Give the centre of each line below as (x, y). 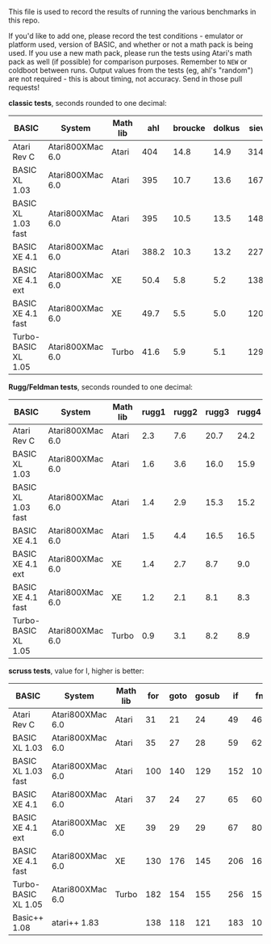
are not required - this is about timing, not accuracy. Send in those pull (125, 79)
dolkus (227, 128)
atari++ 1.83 (75, 923)
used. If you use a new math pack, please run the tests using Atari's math (130, 53)
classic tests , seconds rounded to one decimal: (88, 103)
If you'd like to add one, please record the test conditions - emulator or (126, 36)
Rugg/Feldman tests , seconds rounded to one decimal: (101, 387)
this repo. (24, 20)
